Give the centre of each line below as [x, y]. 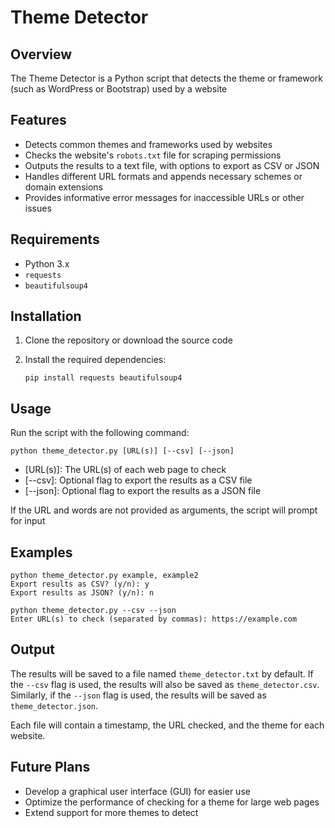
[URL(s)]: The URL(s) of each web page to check [125, 470]
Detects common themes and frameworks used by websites [148, 144]
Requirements [55, 239]
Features [38, 120]
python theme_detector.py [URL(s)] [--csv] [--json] [122, 451]
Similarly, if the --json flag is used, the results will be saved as [138, 695]
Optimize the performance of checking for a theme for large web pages [172, 802]
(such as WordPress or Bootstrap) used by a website [119, 89]
